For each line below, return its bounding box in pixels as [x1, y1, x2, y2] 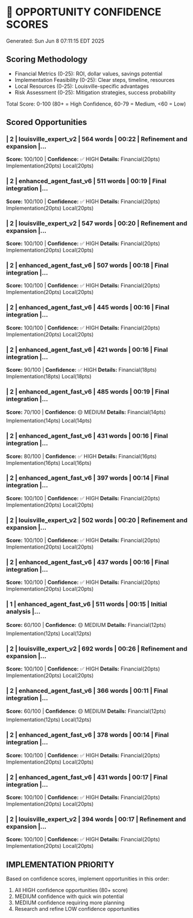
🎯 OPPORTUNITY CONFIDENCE [6, 5, 162, 19]
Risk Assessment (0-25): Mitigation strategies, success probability [14, 88, 176, 96]
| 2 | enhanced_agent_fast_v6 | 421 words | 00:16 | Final [6, 345, 168, 354]
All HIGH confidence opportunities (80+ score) [14, 887, 128, 893]
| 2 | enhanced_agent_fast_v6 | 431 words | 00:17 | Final [6, 773, 168, 781]
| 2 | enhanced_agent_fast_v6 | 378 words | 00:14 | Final [6, 731, 169, 739]
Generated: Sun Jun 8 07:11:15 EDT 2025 [6, 37, 105, 44]
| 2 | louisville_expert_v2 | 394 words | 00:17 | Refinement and [6, 815, 187, 823]
